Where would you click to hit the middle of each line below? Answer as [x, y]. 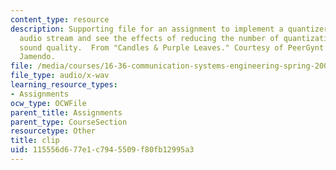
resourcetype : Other [53, 131]
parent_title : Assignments [66, 112]
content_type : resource [60, 19]
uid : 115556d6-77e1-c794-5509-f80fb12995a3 [102, 150]
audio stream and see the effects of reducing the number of [149, 38]
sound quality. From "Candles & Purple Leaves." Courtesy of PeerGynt [172, 47]
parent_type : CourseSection [69, 122]
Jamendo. [37, 57]
